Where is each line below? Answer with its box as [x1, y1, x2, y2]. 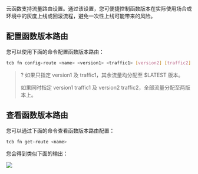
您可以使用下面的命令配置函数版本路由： [6, 48, 104, 55]
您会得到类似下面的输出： [6, 150, 68, 157]
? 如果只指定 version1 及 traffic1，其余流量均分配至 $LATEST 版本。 [20, 71, 184, 78]
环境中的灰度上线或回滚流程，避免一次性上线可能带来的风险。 [6, 12, 156, 19]
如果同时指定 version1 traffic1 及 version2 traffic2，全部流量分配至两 [20, 84, 186, 91]
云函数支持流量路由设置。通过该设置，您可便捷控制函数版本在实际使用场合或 [6, 5, 192, 12]
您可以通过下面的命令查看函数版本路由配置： [6, 127, 115, 134]
